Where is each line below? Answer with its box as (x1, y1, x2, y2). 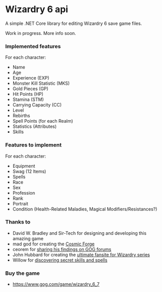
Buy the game (5, 270, 40, 277)
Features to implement (5, 141, 62, 149)
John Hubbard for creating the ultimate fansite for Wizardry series (12, 251, 150, 258)
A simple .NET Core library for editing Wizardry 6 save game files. (5, 20, 142, 26)
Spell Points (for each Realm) (12, 118, 73, 124)
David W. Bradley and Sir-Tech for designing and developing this (12, 230, 147, 236)
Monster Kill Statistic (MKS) (12, 80, 70, 87)
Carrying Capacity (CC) (12, 102, 62, 108)
